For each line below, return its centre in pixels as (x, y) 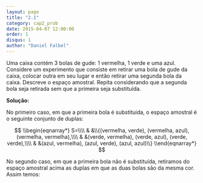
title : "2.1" (23, 18)
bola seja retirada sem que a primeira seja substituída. (74, 88)
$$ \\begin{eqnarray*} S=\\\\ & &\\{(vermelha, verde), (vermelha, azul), (102, 130)
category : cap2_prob (32, 23)
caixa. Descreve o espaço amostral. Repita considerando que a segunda (97, 82)
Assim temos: (23, 174)
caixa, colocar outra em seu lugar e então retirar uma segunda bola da (94, 76)
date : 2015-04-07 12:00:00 (40, 29)
